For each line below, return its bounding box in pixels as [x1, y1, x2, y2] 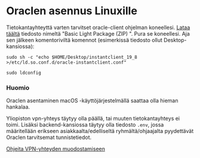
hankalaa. [6, 103, 30, 110]
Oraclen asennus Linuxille [6, 4, 137, 18]
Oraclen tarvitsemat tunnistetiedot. [6, 134, 91, 141]
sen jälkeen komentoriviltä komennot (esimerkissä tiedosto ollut [6, 36, 163, 43]
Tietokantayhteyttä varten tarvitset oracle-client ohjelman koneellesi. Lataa [6, 24, 190, 31]
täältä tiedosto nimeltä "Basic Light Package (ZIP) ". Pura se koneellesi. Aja [6, 30, 190, 37]
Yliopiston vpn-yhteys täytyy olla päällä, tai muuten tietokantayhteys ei [6, 115, 180, 122]
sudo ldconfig [6, 69, 42, 75]
